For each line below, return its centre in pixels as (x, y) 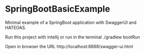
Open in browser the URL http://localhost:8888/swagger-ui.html (69, 46)
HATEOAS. (16, 27)
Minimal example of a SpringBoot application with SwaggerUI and (71, 22)
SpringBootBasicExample (58, 9)
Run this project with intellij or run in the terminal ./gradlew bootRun (72, 37)
